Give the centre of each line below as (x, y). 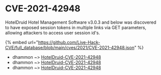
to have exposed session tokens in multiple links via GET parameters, (76, 27)
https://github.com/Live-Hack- (69, 42)
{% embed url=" (22, 42)
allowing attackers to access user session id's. (53, 33)
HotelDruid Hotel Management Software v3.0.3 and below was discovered (81, 22)
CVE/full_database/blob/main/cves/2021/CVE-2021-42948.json (70, 47)
